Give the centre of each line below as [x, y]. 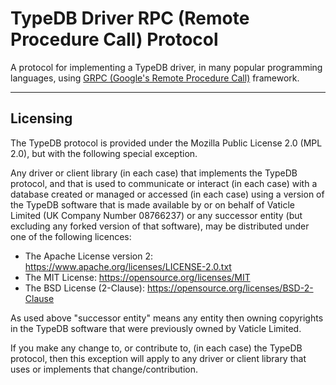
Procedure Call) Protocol [114, 39]
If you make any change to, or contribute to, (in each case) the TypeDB [156, 348]
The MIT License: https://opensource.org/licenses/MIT [137, 277]
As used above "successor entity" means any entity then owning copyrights [167, 318]
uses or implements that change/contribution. [104, 369]
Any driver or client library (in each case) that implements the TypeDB [154, 173]
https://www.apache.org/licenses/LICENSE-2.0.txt [128, 266]
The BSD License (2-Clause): [84, 288]
